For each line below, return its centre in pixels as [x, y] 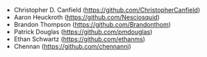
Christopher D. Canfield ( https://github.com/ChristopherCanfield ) [107, 10]
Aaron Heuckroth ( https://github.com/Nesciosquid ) [86, 17]
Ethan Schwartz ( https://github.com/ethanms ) [80, 39]
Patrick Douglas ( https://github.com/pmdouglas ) [83, 32]
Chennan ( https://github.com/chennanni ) [73, 46]
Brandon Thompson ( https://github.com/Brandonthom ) [92, 24]
